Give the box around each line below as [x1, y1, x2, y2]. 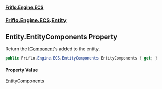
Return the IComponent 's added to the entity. [5, 46, 100, 52]
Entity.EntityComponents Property [5, 32, 118, 41]
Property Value [5, 67, 38, 73]
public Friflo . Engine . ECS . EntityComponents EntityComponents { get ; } [5, 56, 158, 61]
